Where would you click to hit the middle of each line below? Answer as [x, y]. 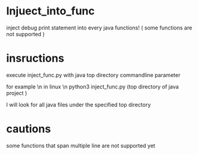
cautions [28, 129]
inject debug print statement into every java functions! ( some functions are [99, 28]
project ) [17, 93]
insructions [35, 59]
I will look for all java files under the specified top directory [79, 105]
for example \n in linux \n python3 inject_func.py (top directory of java [92, 87]
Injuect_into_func [50, 11]
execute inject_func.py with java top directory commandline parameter [93, 75]
